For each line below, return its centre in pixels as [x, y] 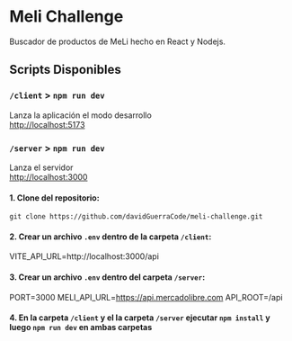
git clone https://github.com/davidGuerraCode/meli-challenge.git [136, 217]
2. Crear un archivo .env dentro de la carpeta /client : [111, 237]
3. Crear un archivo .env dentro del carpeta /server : [107, 277]
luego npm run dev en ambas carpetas [81, 328]
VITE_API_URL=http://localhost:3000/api [84, 256]
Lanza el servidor [41, 167]
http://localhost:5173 [47, 124]
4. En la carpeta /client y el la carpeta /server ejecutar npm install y [140, 318]
